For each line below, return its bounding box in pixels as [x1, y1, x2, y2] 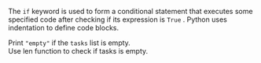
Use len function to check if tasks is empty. [8, 47, 149, 55]
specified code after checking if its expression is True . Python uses [8, 15, 228, 24]
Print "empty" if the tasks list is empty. [8, 38, 131, 47]
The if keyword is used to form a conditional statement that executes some [8, 7, 253, 16]
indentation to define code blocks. [8, 23, 119, 32]
